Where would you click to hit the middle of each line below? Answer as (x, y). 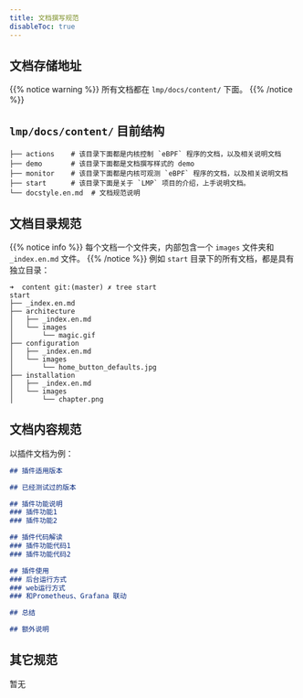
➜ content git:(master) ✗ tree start (83, 287)
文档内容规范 (46, 430)
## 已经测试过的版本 (43, 487)
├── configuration (44, 343)
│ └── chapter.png (57, 399)
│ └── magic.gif (52, 335)
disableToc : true (42, 27)
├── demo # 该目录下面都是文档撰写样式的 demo (102, 164)
